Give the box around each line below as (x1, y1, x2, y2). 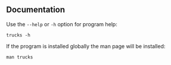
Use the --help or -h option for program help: (6, 20, 117, 27)
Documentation (6, 5, 66, 15)
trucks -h (6, 32, 31, 38)
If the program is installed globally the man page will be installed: (6, 42, 166, 49)
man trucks (6, 54, 33, 60)
